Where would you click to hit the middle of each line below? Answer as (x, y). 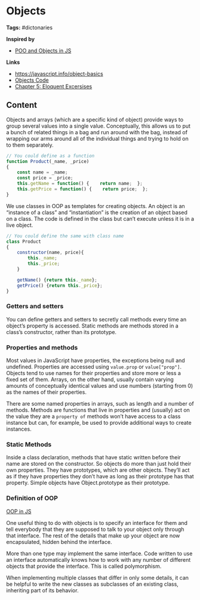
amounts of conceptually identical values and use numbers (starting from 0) (100, 386)
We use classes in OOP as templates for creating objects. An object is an (96, 206)
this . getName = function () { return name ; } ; (80, 184)
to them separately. (30, 145)
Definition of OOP (32, 498)
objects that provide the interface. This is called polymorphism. (84, 566)
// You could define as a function (50, 156)
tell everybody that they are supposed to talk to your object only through (95, 529)
